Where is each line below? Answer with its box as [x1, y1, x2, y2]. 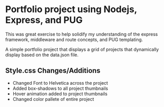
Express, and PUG [5, 14, 83, 26]
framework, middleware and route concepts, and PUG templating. [5, 37, 143, 43]
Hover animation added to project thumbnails [12, 90, 108, 97]
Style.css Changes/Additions [5, 66, 101, 75]
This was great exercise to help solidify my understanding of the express [5, 31, 158, 37]
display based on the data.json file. [5, 52, 79, 58]
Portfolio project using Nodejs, [5, 4, 138, 15]
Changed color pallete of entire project [12, 96, 94, 102]
